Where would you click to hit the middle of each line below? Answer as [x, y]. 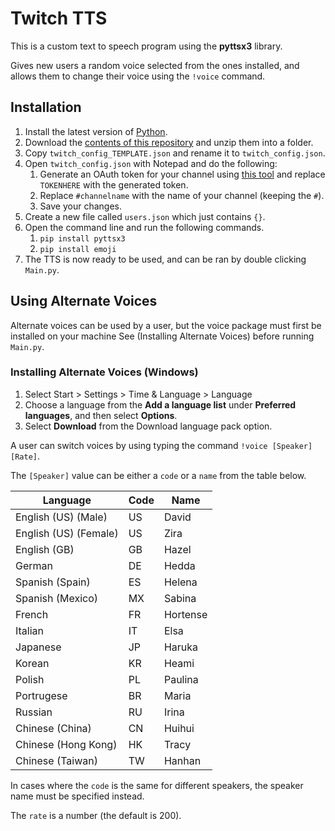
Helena [180, 582]
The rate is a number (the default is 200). [96, 815]
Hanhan [182, 760]
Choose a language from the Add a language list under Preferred [160, 404]
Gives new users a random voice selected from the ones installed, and [155, 65]
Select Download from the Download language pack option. [148, 426]
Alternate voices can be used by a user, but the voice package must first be [166, 325]
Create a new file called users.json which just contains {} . [145, 216]
